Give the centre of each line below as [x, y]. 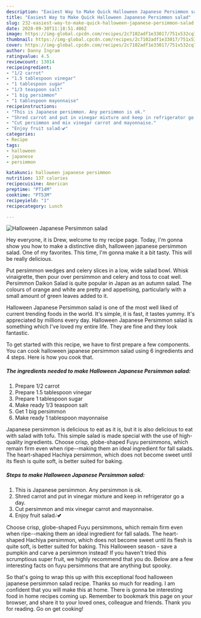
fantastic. [18, 333]
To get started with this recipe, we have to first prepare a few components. [98, 345]
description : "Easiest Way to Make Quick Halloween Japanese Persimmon [97, 12]
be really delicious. [29, 259]
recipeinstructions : [32, 106]
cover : [14, 45]
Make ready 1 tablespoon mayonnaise [61, 418]
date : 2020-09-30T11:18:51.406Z [46, 28]
